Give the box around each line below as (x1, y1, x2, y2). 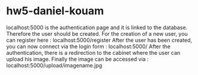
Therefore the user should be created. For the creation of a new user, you (6, 30, 188, 37)
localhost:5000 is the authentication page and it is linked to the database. (6, 24, 188, 31)
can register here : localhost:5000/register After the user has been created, (6, 36, 193, 43)
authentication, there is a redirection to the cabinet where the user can (6, 49, 181, 56)
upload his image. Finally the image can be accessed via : (6, 55, 149, 62)
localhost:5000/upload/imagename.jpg (6, 61, 103, 69)
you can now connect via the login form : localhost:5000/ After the (6, 43, 171, 50)
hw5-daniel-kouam (6, 4, 104, 18)
